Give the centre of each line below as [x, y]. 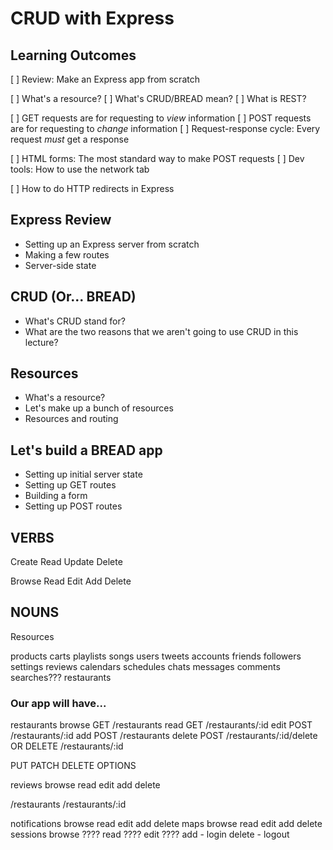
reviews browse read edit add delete [85, 785]
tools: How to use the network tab [80, 169]
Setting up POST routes [73, 506]
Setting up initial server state [83, 474]
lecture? [41, 342]
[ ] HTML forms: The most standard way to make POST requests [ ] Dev [157, 158]
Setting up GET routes [70, 485]
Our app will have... [58, 703]
